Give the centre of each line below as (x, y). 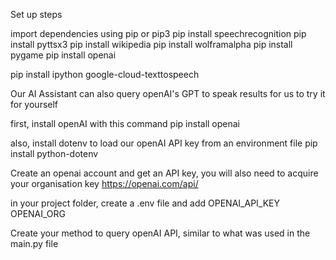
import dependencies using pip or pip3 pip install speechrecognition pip (158, 33)
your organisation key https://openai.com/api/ (104, 183)
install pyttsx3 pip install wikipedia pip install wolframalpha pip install (151, 44)
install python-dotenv (54, 153)
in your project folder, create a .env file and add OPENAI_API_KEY (145, 203)
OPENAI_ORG (38, 213)
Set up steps (36, 14)
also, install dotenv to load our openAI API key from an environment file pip (164, 143)
